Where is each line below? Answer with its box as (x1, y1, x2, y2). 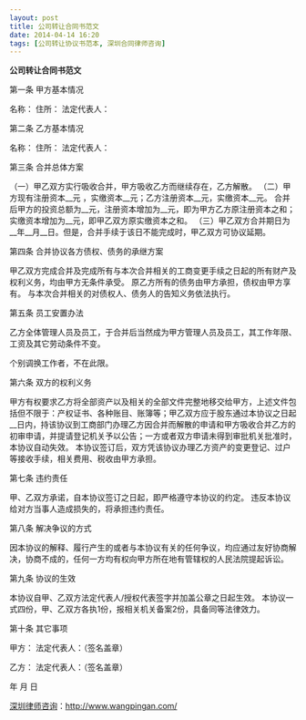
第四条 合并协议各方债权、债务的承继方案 (9, 246, 164, 257)
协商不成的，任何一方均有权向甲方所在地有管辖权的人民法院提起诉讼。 (25, 553, 289, 565)
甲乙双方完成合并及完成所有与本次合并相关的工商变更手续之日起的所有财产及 (9, 265, 297, 276)
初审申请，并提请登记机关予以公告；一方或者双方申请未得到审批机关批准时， (9, 430, 297, 442)
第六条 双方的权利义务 (9, 377, 92, 388)
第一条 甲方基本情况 (9, 84, 84, 96)
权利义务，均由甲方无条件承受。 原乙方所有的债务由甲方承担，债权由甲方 (9, 277, 283, 288)
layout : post (9, 13, 59, 23)
